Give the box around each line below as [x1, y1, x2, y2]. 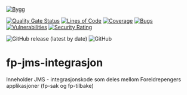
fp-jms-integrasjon [6, 56, 103, 70]
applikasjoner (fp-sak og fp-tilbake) [6, 82, 94, 89]
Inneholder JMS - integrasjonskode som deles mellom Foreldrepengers [6, 75, 181, 83]
